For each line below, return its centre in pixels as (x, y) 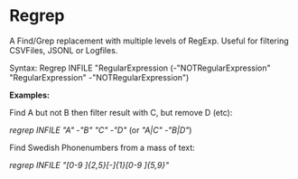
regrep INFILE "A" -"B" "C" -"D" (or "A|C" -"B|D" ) (101, 130)
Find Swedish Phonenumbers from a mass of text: (102, 147)
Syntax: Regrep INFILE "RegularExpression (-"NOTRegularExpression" (140, 68)
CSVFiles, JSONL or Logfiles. (64, 50)
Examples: (29, 95)
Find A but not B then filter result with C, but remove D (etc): (121, 112)
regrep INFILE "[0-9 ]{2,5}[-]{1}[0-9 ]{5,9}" (89, 165)
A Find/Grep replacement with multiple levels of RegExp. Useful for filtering (149, 41)
